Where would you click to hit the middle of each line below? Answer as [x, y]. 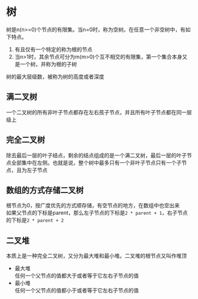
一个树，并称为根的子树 [48, 64]
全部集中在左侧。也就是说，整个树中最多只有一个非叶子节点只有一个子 [96, 162]
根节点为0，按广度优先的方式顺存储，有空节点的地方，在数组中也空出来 [93, 205]
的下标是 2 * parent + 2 [35, 220]
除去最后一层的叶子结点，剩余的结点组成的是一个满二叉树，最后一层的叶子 [96, 155]
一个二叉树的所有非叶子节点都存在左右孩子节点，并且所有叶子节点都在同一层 [99, 112]
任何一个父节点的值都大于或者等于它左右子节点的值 [77, 276]
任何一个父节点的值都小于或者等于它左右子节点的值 [77, 290]
